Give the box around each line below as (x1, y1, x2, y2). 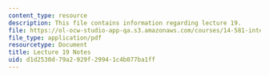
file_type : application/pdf (8, 33, 102, 42)
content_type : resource (8, 11, 88, 20)
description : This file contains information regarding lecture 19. (8, 19, 242, 27)
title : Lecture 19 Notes (8, 48, 91, 56)
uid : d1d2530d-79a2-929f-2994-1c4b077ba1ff (8, 56, 156, 64)
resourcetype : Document (8, 41, 88, 49)
